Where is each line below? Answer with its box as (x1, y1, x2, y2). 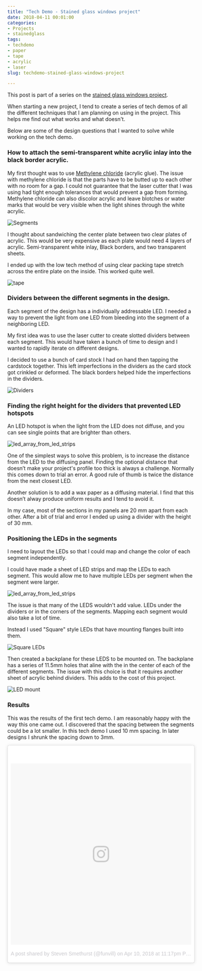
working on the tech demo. (7, 134, 74, 141)
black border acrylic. (7, 156, 69, 164)
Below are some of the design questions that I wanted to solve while (7, 127, 175, 134)
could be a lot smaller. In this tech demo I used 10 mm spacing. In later (7, 727, 179, 734)
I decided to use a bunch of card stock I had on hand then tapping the (7, 356, 178, 363)
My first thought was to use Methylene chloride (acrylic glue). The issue (7, 169, 184, 177)
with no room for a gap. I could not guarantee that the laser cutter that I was (7, 182, 193, 189)
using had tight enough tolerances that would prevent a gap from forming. (7, 189, 188, 196)
